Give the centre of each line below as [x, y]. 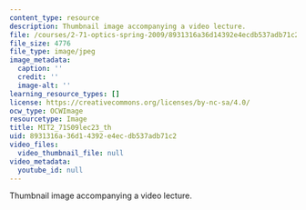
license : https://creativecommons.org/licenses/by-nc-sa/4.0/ [130, 102]
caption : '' [41, 69]
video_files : [34, 145]
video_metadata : [40, 161]
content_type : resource [55, 18]
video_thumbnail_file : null [71, 153]
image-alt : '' [44, 85]
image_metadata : [40, 60]
